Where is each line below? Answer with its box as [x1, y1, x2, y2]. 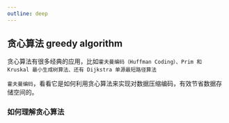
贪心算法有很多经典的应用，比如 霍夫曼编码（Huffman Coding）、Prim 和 [7, 57, 203, 66]
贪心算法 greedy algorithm [7, 38, 123, 49]
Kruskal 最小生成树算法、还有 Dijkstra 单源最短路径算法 [7, 67, 157, 74]
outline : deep [7, 10, 49, 17]
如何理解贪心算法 [7, 107, 65, 117]
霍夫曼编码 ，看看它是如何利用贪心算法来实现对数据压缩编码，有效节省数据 [7, 79, 216, 88]
